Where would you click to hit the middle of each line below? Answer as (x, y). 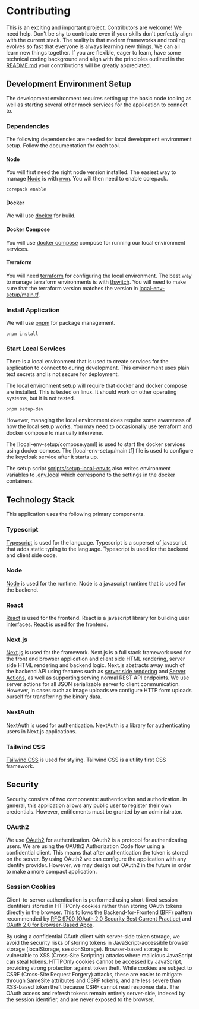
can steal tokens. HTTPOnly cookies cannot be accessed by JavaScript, (94, 962)
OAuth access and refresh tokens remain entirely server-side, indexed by (96, 994)
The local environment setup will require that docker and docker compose (97, 386)
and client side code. (32, 555)
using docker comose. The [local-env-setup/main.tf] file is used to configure (100, 451)
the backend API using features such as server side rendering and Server (96, 672)
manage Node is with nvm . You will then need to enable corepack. (87, 179)
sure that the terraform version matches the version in (72, 288)
